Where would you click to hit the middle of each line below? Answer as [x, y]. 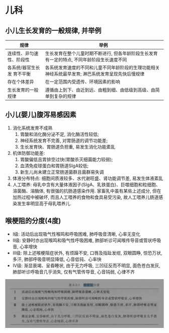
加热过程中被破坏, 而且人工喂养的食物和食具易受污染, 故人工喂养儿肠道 [86, 197]
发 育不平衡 [19, 74]
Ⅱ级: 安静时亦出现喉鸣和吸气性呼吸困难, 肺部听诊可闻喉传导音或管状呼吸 [87, 240]
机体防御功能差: [29, 153]
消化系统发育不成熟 [32, 128]
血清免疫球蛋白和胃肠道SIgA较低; [54, 165]
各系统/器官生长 [24, 68]
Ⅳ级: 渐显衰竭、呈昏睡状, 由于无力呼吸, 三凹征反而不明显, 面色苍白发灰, [87, 265]
